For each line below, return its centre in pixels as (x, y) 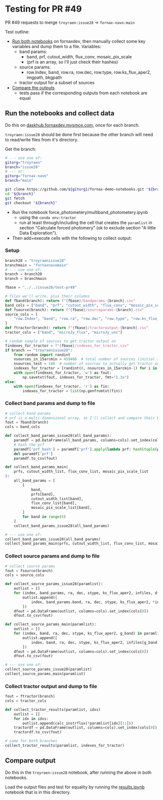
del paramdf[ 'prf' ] (33, 454)
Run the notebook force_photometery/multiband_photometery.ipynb (80, 212)
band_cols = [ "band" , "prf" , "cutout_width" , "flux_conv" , (66, 305)
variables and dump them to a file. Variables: (57, 46)
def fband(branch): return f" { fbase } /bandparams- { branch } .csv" (70, 301)
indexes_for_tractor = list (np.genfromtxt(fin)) (73, 391)
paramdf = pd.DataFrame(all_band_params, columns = (66, 440)
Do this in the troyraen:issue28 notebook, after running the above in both (78, 772)
